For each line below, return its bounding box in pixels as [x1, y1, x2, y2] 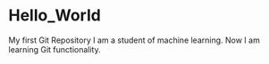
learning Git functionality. [8, 44, 101, 54]
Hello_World [8, 5, 102, 26]
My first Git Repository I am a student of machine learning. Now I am [8, 35, 260, 45]
